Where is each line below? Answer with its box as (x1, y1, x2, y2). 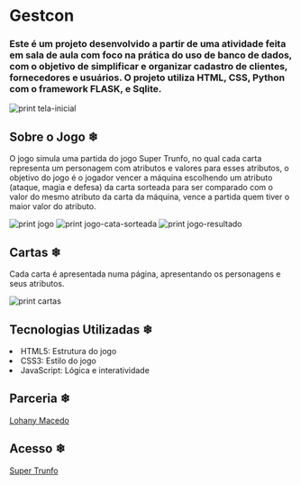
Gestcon (9, 5, 75, 26)
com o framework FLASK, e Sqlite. (9, 83, 162, 96)
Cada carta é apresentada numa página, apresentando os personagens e (9, 269, 281, 279)
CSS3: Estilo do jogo (21, 355, 96, 366)
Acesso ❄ (9, 441, 66, 456)
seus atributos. (9, 279, 65, 289)
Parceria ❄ (9, 391, 70, 407)
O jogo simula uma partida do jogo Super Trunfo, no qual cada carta (9, 153, 262, 164)
